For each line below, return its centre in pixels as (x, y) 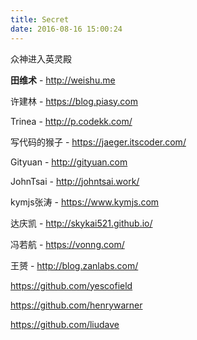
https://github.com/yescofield (71, 285)
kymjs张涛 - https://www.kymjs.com (85, 202)
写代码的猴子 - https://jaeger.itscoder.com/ (98, 142)
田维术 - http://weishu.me (63, 80)
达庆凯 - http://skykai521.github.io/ (81, 223)
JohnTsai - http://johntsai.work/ (75, 181)
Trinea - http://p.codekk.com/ (71, 121)
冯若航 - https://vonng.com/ (67, 244)
